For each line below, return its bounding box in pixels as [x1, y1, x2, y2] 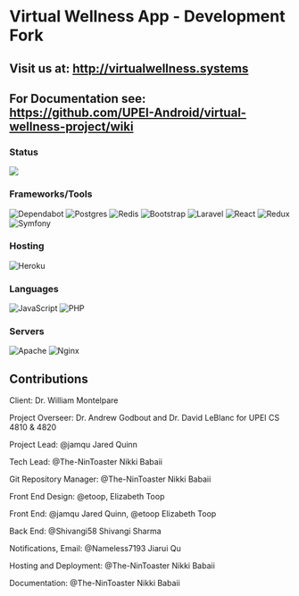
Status [9, 146, 38, 158]
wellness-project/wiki [9, 119, 134, 134]
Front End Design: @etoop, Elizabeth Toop [9, 491, 165, 502]
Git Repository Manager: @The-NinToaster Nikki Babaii [9, 474, 212, 484]
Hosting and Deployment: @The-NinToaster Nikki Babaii [9, 560, 216, 571]
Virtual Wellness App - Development [9, 6, 286, 27]
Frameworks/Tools [9, 188, 93, 200]
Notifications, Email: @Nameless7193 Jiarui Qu [9, 543, 181, 554]
